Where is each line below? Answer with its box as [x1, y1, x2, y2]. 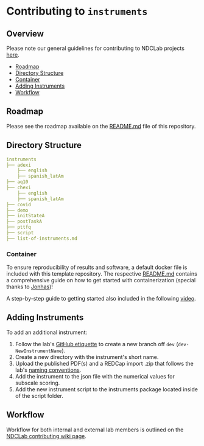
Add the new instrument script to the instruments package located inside [15, 385, 198, 393]
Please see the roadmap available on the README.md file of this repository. [6, 122, 196, 130]
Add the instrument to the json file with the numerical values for [15, 372, 175, 380]
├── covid [6, 201, 32, 207]
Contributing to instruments [6, 4, 148, 18]
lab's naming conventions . [15, 366, 82, 374]
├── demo [6, 207, 29, 214]
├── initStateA [6, 213, 45, 219]
